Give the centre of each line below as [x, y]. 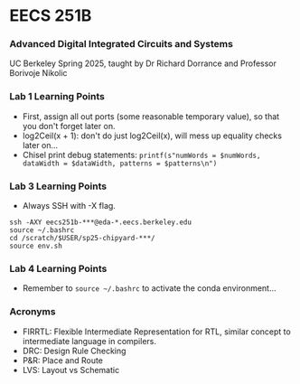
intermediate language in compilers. [89, 341]
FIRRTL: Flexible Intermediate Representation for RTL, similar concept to [156, 332]
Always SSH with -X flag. [69, 206]
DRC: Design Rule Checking [74, 351]
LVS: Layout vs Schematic [71, 370]
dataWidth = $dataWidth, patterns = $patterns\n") [120, 164]
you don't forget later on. [69, 126]
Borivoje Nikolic [38, 73]
